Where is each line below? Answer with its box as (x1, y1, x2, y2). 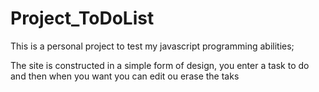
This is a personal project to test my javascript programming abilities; (10, 40, 295, 52)
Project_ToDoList (10, 7, 155, 30)
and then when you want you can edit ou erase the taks (10, 70, 240, 82)
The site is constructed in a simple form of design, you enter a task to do (10, 59, 310, 71)
